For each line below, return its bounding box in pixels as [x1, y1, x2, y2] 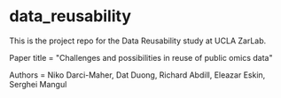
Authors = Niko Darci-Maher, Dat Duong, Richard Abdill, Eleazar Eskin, [9, 69, 266, 80]
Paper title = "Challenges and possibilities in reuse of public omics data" [9, 52, 273, 63]
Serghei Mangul [9, 79, 67, 89]
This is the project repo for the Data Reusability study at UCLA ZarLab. [9, 35, 267, 46]
